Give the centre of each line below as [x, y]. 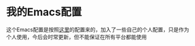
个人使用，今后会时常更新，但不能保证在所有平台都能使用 [76, 37]
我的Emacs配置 [44, 12]
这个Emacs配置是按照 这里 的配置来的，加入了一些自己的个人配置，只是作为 [97, 29]
